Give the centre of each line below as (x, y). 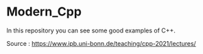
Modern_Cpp (44, 12)
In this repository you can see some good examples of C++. (91, 30)
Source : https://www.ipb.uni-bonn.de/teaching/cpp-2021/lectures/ (101, 43)
